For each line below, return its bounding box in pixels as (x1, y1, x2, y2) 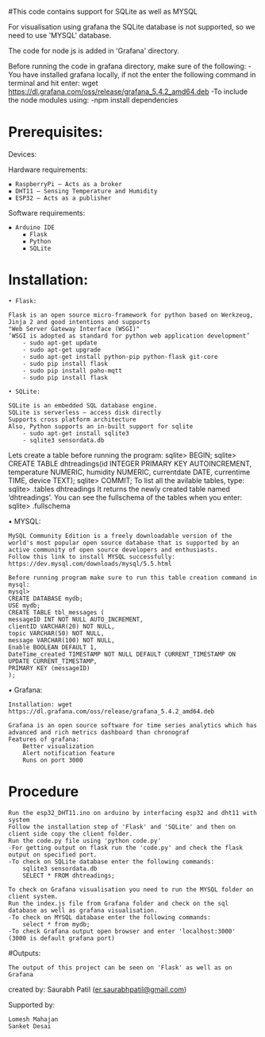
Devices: (8, 149, 37, 158)
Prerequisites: (8, 123, 103, 142)
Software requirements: (8, 208, 86, 217)
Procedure (8, 783, 79, 801)
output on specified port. (8, 851, 98, 859)
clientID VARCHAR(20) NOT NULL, (8, 622, 115, 630)
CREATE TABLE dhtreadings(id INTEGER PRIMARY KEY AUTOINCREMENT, (8, 458, 252, 468)
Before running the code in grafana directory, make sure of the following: (8, 61, 247, 71)
